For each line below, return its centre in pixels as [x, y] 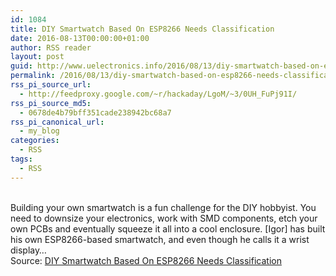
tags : [21, 159]
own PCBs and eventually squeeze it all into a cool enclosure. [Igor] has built [168, 228]
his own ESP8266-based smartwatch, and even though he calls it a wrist [160, 239]
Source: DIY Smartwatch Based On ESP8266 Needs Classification [146, 260]
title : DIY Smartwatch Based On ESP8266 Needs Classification [142, 29]
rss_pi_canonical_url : [57, 122]
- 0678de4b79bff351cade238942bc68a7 [95, 112]
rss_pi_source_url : [51, 85]
